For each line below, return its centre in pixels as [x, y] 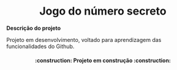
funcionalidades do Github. [40, 46]
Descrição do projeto [34, 28]
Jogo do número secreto [103, 11]
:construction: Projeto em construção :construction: [103, 60]
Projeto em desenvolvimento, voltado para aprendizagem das [84, 40]
